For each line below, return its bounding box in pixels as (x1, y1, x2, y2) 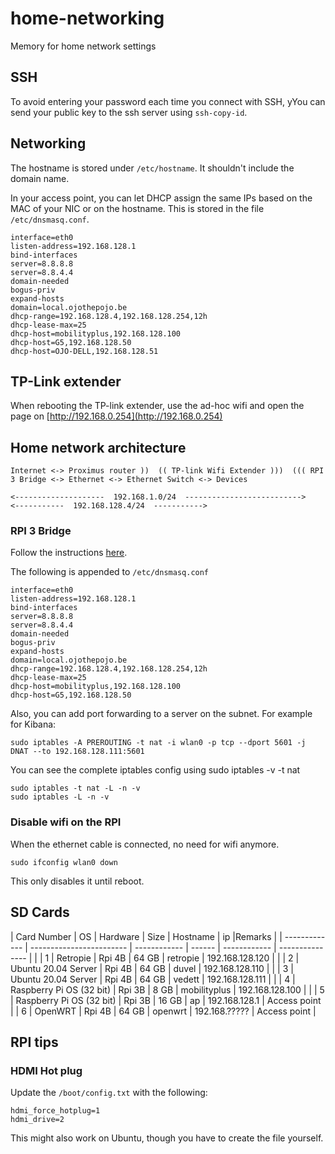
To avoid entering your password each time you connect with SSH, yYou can (10, 95, 326, 107)
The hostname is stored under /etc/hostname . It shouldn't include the (10, 162, 295, 174)
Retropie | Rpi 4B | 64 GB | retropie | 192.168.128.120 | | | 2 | (56, 952, 300, 964)
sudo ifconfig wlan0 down (10, 857, 118, 867)
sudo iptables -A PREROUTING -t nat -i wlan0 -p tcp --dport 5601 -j (10, 738, 307, 748)
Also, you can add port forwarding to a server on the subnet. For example (10, 708, 313, 720)
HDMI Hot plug (10, 1063, 83, 1077)
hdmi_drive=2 (10, 1115, 65, 1125)
